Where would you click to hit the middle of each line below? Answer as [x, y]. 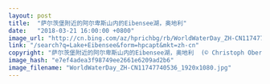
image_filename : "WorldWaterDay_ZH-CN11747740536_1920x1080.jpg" [120, 68]
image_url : [27, 38]
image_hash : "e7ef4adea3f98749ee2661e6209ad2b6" [91, 61]
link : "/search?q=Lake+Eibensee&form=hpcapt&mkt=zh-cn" [104, 46]
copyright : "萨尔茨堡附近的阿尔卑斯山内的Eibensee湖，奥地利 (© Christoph [127, 53]
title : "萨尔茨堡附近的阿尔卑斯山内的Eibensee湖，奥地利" [98, 23]
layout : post [30, 16]
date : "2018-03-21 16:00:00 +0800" [72, 30]
